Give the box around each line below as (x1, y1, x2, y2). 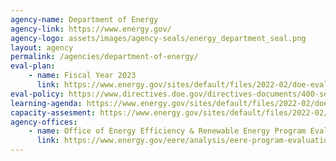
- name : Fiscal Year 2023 (28, 71, 137, 81)
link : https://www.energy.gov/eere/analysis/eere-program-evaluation (36, 136, 333, 146)
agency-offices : (10, 117, 78, 127)
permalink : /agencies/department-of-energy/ (10, 52, 199, 62)
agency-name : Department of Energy (10, 14, 159, 25)
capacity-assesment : (10, 107, 97, 118)
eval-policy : (10, 89, 65, 99)
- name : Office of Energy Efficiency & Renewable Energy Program (28, 126, 307, 136)
